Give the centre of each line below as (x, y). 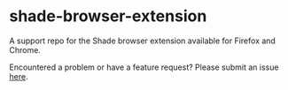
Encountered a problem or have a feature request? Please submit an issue (144, 67)
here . (19, 76)
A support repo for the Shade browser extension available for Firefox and (143, 41)
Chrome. (25, 49)
